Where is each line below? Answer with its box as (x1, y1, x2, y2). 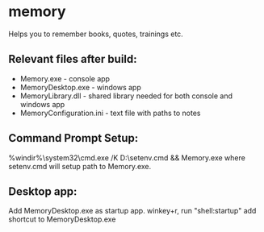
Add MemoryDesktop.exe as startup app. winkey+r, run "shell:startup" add (8, 206, 257, 216)
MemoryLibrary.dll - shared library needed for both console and (19, 91, 233, 101)
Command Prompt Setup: (8, 131, 139, 145)
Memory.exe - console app (19, 73, 111, 83)
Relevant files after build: (8, 52, 137, 66)
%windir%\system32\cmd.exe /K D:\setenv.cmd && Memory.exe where (8, 152, 246, 163)
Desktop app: (8, 184, 78, 198)
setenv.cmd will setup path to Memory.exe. (8, 161, 152, 171)
